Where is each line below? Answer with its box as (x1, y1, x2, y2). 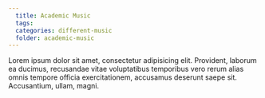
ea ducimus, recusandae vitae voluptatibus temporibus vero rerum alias (8, 65, 244, 74)
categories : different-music (15, 26, 113, 34)
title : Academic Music (15, 11, 91, 20)
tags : (15, 19, 34, 27)
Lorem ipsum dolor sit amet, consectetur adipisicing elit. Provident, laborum (8, 56, 257, 65)
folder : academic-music (15, 33, 94, 42)
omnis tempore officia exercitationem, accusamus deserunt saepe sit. (8, 73, 238, 82)
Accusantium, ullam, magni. (8, 81, 100, 91)
